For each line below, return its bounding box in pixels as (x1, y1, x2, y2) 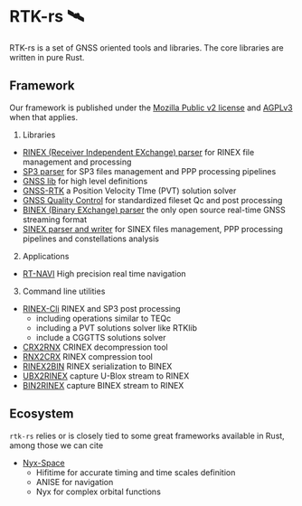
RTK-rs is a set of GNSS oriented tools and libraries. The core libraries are (9, 42, 284, 53)
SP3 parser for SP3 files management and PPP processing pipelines (22, 165, 277, 176)
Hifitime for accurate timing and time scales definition (35, 466, 236, 478)
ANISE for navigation (35, 476, 114, 487)
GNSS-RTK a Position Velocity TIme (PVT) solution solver (22, 185, 237, 196)
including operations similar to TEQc (35, 313, 172, 323)
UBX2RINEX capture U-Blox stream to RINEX (22, 370, 190, 381)
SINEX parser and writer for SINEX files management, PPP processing (22, 223, 283, 234)
